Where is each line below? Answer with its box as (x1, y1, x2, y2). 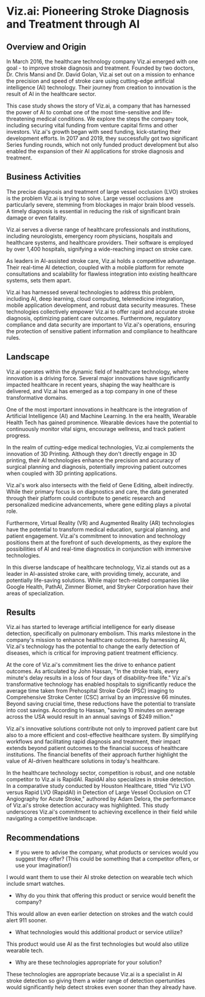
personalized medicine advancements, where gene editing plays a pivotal (6, 501, 191, 508)
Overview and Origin (6, 42, 87, 52)
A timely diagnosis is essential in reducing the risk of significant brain (6, 207, 181, 215)
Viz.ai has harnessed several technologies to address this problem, (6, 289, 175, 296)
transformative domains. (6, 394, 68, 401)
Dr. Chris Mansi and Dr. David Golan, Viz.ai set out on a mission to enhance (6, 71, 195, 78)
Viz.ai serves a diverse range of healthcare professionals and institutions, (6, 226, 191, 233)
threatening (6, 115, 35, 122)
